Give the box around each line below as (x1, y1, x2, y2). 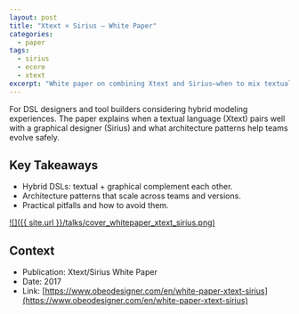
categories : (9, 29, 53, 38)
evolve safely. (9, 132, 60, 142)
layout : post (9, 12, 58, 22)
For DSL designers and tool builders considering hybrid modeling (9, 103, 248, 114)
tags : (9, 46, 29, 55)
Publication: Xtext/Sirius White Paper (21, 267, 158, 278)
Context (9, 243, 55, 258)
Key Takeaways (9, 157, 99, 173)
